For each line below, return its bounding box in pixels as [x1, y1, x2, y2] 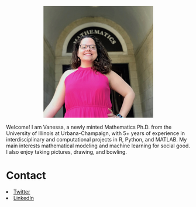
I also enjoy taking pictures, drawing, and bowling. [6, 148, 128, 155]
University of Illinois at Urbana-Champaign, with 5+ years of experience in [6, 129, 185, 137]
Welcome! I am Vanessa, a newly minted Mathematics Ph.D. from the [6, 123, 172, 130]
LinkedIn [13, 194, 34, 201]
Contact [6, 168, 46, 182]
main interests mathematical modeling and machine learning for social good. [6, 142, 190, 149]
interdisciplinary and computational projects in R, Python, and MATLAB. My [6, 136, 187, 143]
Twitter [13, 188, 30, 195]
